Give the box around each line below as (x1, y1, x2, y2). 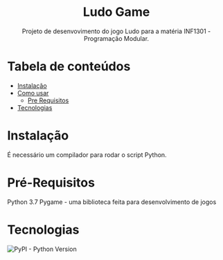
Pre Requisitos (27, 96, 69, 104)
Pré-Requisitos (7, 175, 96, 190)
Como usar (17, 89, 49, 97)
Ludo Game (82, 4, 150, 20)
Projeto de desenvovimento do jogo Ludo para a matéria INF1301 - (21, 27, 211, 35)
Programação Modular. (83, 34, 150, 42)
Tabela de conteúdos (7, 59, 131, 75)
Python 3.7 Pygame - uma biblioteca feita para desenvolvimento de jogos (7, 198, 217, 206)
